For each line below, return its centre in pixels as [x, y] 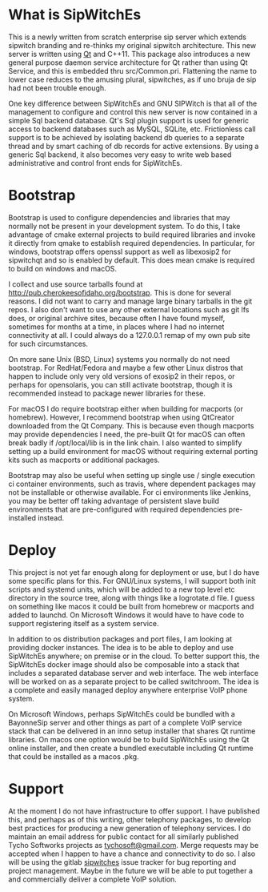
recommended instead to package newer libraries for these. [107, 393]
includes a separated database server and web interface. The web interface [133, 673]
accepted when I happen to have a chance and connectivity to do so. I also [132, 854]
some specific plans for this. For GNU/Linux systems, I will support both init [132, 581]
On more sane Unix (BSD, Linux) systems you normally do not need [119, 359]
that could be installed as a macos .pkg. [74, 756]
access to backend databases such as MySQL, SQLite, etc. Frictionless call [132, 129]
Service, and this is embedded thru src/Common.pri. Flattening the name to [133, 70]
